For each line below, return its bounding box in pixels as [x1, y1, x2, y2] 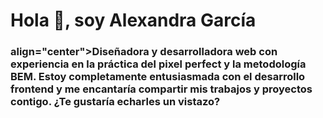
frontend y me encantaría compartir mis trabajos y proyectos [10, 82, 313, 96]
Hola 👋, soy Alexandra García [10, 9, 257, 32]
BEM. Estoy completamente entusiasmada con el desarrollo [10, 70, 306, 84]
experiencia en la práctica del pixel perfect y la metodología [10, 57, 307, 71]
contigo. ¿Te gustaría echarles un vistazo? [10, 95, 221, 109]
